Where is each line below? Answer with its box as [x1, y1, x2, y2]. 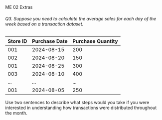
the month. [5, 110, 27, 116]
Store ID [7, 38, 27, 45]
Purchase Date [32, 38, 68, 45]
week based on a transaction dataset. [5, 21, 84, 27]
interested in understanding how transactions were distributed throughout [5, 105, 157, 111]
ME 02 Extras [5, 4, 33, 10]
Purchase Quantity [72, 38, 118, 45]
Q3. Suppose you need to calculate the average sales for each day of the [5, 15, 157, 21]
